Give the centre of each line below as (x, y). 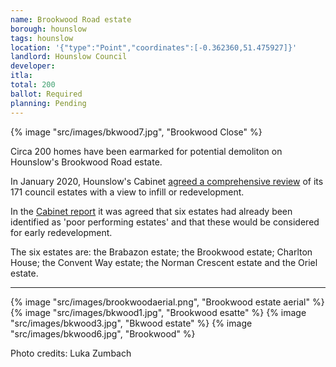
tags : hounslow (42, 38)
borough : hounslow (48, 29)
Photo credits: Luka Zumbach (71, 353)
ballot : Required (46, 94)
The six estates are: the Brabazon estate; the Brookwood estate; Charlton (161, 252)
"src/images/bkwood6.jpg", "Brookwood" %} (103, 333)
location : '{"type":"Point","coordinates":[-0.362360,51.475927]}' (154, 47)
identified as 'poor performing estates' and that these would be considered (165, 222)
